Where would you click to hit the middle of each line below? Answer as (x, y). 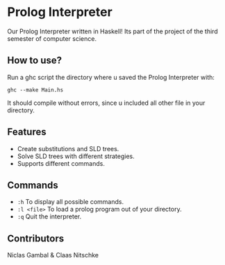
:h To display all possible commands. (70, 202)
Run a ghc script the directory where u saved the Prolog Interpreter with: (111, 77)
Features (27, 132)
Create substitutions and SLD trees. (68, 148)
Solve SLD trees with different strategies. (76, 156)
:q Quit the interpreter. (49, 216)
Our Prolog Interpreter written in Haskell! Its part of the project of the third (112, 31)
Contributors (36, 238)
